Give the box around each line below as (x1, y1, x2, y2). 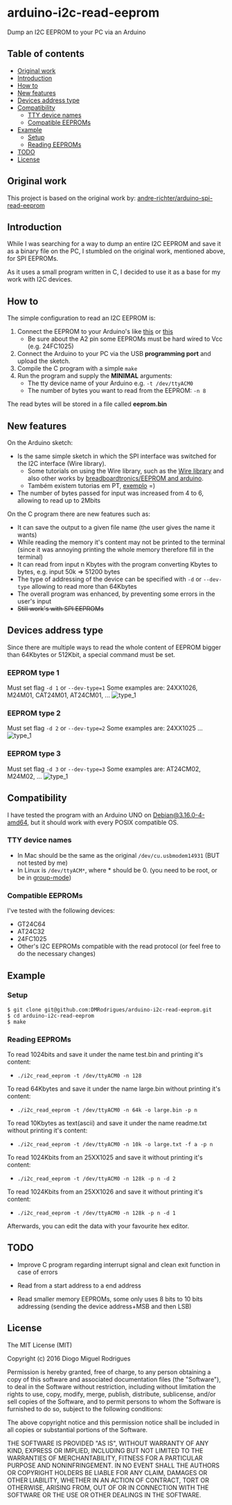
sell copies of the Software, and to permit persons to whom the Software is (7, 1397, 222, 1406)
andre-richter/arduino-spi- (137, 193, 213, 202)
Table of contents (7, 48, 84, 60)
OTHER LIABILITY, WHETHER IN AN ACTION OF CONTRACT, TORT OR (7, 1476, 209, 1484)
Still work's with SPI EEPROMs (17, 605, 104, 612)
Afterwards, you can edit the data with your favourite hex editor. (7, 1222, 189, 1230)
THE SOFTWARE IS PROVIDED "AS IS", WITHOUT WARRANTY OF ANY (7, 1439, 209, 1447)
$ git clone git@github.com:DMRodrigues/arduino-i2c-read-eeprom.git (7, 1006, 213, 1013)
